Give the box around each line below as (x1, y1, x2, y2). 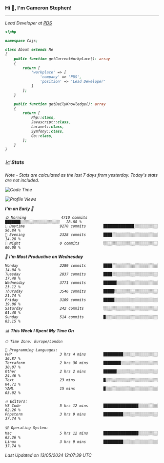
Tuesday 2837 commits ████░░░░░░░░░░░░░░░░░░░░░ (5, 272, 159, 277)
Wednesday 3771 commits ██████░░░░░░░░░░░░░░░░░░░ (5, 280, 159, 285)
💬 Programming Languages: (5, 347, 58, 352)
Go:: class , (31, 133, 54, 139)
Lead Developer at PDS (5, 20, 52, 26)
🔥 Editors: (5, 399, 28, 404)
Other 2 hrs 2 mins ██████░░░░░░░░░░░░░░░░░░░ (5, 369, 159, 374)
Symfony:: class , (31, 129, 64, 134)
